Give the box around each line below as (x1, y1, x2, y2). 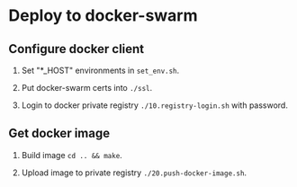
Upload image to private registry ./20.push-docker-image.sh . (21, 167, 247, 178)
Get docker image (8, 126, 110, 141)
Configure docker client (8, 41, 145, 57)
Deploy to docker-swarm (8, 5, 198, 26)
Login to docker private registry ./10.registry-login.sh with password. (21, 100, 289, 111)
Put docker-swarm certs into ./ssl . (21, 83, 153, 93)
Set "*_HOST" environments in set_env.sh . (21, 65, 180, 76)
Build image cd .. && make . (21, 149, 122, 160)
